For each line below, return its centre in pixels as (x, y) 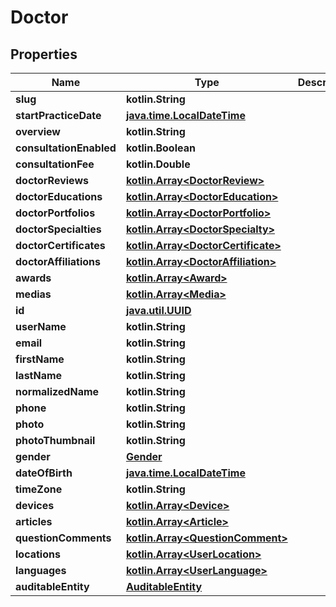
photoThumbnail (55, 440)
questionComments (63, 538)
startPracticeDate (58, 115)
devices (35, 505)
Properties (44, 54)
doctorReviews (52, 180)
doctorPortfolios (55, 213)
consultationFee (55, 164)
